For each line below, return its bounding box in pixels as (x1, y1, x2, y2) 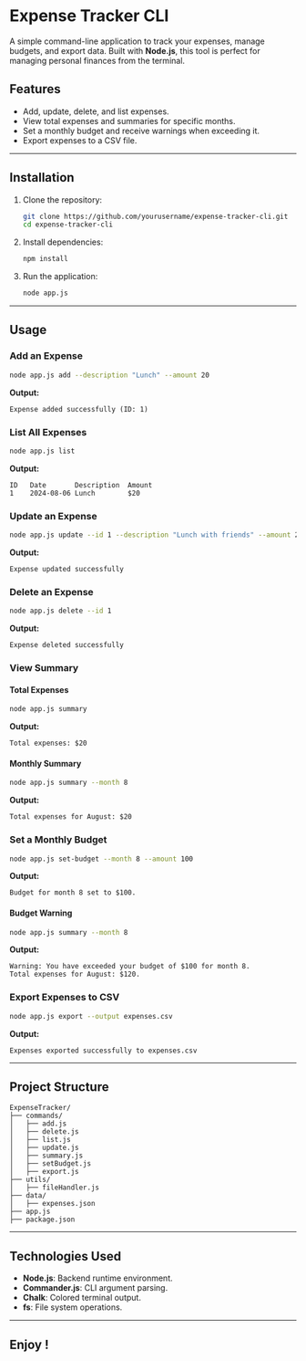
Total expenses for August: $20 (9, 812, 132, 822)
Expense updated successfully (9, 564, 125, 573)
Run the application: (22, 271, 98, 282)
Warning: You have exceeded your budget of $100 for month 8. (9, 962, 250, 971)
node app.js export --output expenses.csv (9, 1011, 173, 1021)
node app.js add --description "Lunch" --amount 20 (9, 371, 209, 380)
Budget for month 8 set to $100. (9, 888, 137, 897)
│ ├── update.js (9, 1143, 79, 1153)
